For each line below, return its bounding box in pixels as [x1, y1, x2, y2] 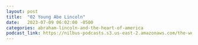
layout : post [6, 8, 38, 15]
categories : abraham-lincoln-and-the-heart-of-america [6, 25, 144, 31]
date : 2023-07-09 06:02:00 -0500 [6, 19, 94, 25]
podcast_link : [6, 30, 41, 36]
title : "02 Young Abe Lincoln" [6, 14, 85, 20]
